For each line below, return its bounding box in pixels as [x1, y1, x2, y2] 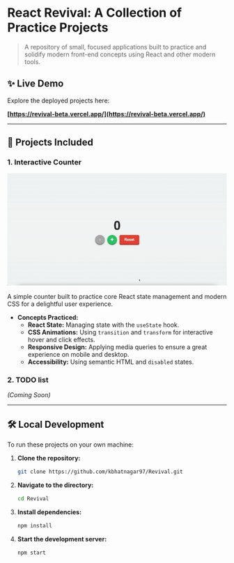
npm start [17, 549, 47, 556]
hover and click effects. [27, 335, 95, 344]
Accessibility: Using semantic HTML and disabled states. [27, 357, 194, 366]
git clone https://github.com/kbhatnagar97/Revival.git [17, 468, 183, 475]
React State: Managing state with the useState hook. [27, 321, 180, 329]
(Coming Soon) [7, 391, 51, 399]
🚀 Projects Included [7, 137, 94, 148]
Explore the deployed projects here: [7, 96, 110, 105]
